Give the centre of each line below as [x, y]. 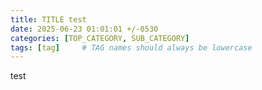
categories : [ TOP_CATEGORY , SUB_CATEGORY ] [100, 38]
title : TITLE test [48, 19]
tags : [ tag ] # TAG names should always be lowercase [131, 47]
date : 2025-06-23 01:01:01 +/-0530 [84, 29]
